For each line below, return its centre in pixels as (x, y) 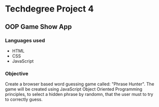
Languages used (25, 40)
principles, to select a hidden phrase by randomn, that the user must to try (79, 94)
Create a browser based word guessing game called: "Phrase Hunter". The (79, 84)
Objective (17, 73)
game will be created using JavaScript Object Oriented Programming (74, 89)
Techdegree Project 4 (49, 9)
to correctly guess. (24, 99)
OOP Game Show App (38, 27)
